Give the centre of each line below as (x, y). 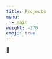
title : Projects (26, 11)
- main (19, 22)
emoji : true (21, 33)
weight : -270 (22, 28)
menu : (13, 17)
